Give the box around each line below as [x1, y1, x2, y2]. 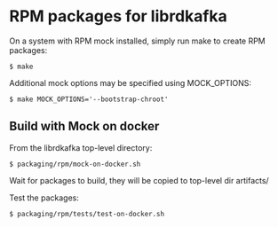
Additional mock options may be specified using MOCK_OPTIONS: [9, 77, 251, 88]
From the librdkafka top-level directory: [9, 142, 153, 153]
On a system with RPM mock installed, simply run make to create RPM [9, 35, 266, 46]
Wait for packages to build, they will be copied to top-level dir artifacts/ [9, 175, 269, 185]
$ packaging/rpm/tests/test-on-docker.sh [9, 209, 165, 218]
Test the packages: [9, 192, 80, 203]
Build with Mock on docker [9, 119, 160, 134]
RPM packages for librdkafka [9, 6, 228, 27]
